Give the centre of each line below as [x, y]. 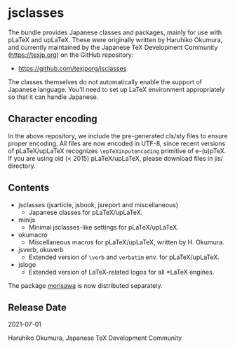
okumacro [33, 235]
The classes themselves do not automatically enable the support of [105, 81]
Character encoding [53, 119]
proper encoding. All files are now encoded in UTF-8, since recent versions [117, 143]
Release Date [38, 307]
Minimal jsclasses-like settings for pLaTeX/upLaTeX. [104, 227]
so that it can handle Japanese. [53, 97]
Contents [29, 188]
